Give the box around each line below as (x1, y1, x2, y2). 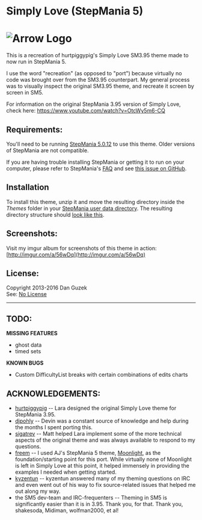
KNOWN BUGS (6, 359, 44, 367)
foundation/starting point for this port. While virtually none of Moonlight (14, 456, 192, 463)
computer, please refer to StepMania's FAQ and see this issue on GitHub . (6, 164, 187, 172)
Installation (6, 182, 49, 193)
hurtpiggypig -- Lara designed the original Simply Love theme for (14, 404, 177, 412)
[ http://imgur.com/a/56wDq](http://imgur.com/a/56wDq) (6, 251, 146, 258)
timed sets (14, 348, 41, 355)
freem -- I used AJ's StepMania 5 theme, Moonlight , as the (14, 450, 161, 456)
